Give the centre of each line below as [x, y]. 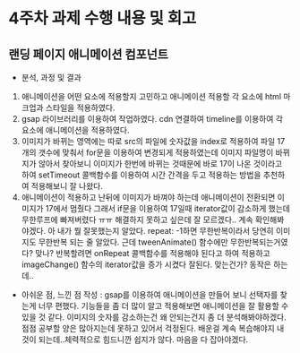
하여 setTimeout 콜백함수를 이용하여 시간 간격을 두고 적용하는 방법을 [141, 175]
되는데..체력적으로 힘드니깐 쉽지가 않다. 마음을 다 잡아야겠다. [143, 340]
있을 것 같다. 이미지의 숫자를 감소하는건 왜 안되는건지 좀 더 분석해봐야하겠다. [154, 317]
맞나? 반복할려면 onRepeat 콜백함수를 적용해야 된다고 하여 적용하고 [152, 253]
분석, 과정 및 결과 [51, 77]
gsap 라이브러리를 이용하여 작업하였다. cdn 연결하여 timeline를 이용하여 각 [152, 119]
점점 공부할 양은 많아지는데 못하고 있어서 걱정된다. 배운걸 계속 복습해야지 [148, 328]
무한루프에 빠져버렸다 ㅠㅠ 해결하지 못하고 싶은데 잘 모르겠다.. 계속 [137, 220]
